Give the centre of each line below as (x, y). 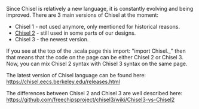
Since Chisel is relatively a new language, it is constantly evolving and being (100, 9)
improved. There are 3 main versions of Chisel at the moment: (82, 15)
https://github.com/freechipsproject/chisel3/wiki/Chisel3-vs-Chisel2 (91, 99)
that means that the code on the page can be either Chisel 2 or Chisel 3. (95, 57)
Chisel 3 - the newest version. (52, 39)
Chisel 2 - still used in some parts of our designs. (75, 33)
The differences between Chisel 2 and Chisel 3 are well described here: (94, 93)
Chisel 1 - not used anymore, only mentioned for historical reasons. (97, 27)
